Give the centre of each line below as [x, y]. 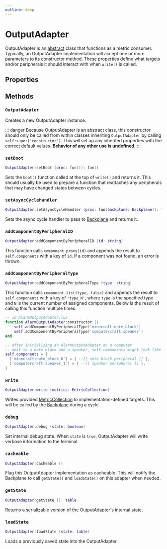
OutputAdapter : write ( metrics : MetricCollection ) [58, 390]
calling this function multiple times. [41, 308]
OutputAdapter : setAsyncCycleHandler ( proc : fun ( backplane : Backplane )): [82, 210]
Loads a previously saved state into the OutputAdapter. [61, 541]
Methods [19, 97]
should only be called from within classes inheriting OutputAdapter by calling [83, 135]
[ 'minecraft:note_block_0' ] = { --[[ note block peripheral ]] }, [80, 359]
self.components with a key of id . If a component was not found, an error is [82, 256]
